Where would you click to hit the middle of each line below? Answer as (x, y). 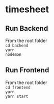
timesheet (27, 9)
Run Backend (27, 28)
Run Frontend (27, 70)
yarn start (17, 96)
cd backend (17, 46)
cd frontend (18, 87)
